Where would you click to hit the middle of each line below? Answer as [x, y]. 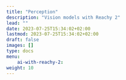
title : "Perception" [32, 12]
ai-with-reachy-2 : [40, 62]
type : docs [20, 51]
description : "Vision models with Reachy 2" [63, 17]
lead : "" [17, 23]
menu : [13, 57]
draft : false [23, 40]
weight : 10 [20, 68]
